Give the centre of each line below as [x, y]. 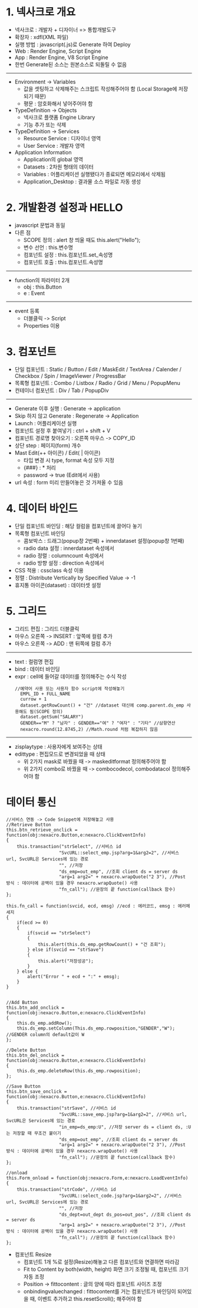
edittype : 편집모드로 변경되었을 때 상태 [60, 754]
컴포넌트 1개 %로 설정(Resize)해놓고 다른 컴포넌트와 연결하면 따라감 [101, 1262]
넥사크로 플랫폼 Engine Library [59, 117]
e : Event [34, 293]
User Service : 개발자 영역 [54, 145]
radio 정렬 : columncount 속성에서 [64, 555]
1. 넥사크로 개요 [41, 12]
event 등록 [27, 310]
